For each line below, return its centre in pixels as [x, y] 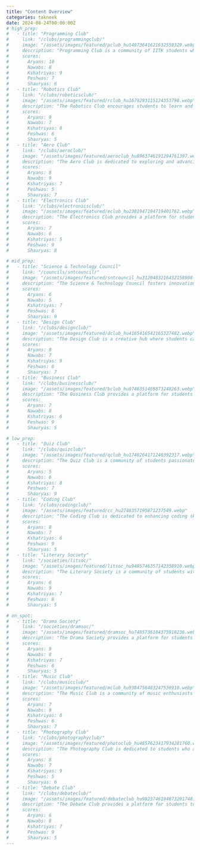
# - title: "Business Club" [44, 378]
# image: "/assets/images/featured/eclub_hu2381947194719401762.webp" [101, 212]
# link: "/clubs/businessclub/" [51, 383]
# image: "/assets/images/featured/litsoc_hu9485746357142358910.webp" [102, 566]
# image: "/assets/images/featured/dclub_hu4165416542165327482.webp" [101, 333]
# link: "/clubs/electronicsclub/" [56, 206]
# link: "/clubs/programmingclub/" [56, 39]
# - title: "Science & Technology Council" [63, 267]
